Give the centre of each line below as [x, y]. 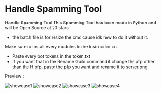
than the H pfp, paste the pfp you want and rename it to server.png [80, 67]
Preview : [14, 76]
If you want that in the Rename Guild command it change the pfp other [83, 61]
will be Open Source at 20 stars [37, 27]
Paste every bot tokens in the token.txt [51, 56]
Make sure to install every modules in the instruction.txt [61, 46]
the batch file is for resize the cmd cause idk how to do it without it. [80, 37]
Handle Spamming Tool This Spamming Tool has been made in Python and [80, 23]
